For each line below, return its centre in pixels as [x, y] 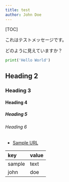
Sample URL [25, 142]
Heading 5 [16, 114]
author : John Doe [23, 15]
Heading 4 [16, 103]
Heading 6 [16, 127]
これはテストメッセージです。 [36, 40]
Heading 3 [18, 90]
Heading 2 [22, 76]
